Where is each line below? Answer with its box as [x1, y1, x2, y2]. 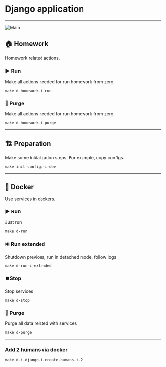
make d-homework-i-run [5, 88, 52, 94]
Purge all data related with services [5, 320, 77, 326]
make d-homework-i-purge [5, 120, 56, 126]
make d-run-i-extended [5, 263, 52, 268]
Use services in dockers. [5, 196, 56, 202]
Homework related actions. [5, 55, 60, 61]
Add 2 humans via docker [5, 346, 68, 353]
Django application [5, 3, 84, 15]
